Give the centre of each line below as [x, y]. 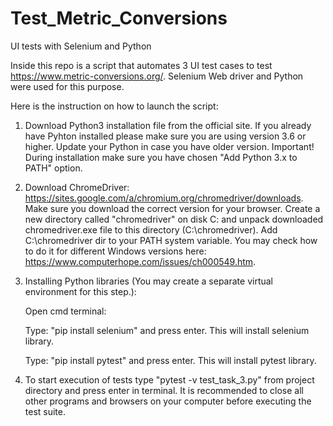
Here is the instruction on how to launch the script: [114, 106]
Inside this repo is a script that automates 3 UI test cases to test [141, 65]
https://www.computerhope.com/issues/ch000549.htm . [140, 261]
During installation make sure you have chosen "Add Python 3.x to [161, 157]
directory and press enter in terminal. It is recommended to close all [164, 390]
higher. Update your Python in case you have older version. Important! [169, 146]
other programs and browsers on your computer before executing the [168, 401]
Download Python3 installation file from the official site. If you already [168, 125]
